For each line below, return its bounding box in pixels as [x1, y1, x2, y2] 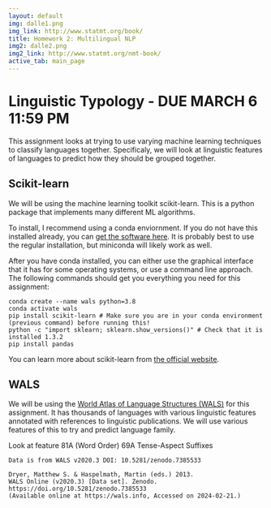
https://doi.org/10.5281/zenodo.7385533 [8, 484, 148, 493]
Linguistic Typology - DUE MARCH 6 [8, 93, 258, 110]
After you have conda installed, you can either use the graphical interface [8, 256, 254, 265]
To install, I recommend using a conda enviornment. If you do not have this [8, 222, 258, 232]
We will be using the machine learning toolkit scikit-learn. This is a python [8, 198, 255, 208]
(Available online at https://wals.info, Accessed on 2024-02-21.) [8, 492, 242, 500]
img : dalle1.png [8, 19, 63, 28]
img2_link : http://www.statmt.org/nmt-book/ [8, 50, 161, 58]
